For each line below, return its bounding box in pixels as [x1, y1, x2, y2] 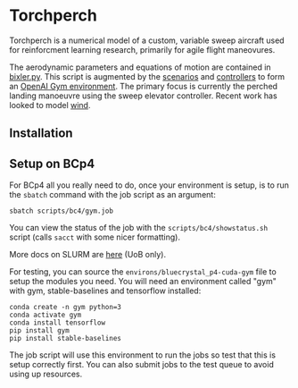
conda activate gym [9, 310, 82, 320]
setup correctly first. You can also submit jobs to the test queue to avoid [9, 359, 274, 370]
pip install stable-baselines [9, 334, 122, 343]
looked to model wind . [9, 99, 91, 110]
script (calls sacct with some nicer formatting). [9, 232, 181, 242]
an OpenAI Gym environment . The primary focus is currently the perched [9, 80, 278, 91]
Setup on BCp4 [9, 156, 95, 171]
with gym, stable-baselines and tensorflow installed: [9, 285, 202, 296]
